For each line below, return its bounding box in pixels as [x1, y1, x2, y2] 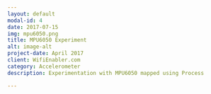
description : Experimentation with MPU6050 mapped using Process [7, 69, 204, 76]
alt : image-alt [7, 43, 52, 50]
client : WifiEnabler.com [7, 57, 81, 64]
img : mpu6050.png [7, 30, 59, 37]
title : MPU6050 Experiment [7, 37, 87, 44]
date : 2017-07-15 [7, 23, 59, 30]
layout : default [7, 10, 55, 18]
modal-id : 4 [7, 17, 42, 24]
